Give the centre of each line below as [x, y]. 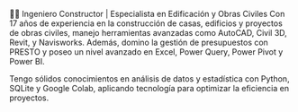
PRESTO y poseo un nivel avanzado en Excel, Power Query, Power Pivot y [146, 52]
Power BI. [27, 61]
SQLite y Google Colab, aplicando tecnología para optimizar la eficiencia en [149, 88]
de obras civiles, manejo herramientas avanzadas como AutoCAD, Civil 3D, [149, 33]
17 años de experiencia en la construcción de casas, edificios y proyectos [146, 23]
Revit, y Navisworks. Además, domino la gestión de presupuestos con [139, 42]
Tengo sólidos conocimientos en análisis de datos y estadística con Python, [149, 79]
